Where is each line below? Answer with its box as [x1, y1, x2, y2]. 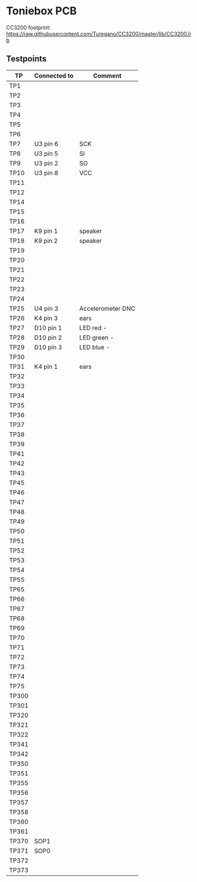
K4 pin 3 [34, 314, 58, 322]
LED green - [79, 333, 115, 341]
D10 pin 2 [34, 333, 62, 341]
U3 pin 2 [34, 159, 59, 167]
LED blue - [79, 343, 110, 351]
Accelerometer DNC [79, 304, 135, 312]
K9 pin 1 [34, 226, 58, 235]
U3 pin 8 [34, 169, 59, 177]
